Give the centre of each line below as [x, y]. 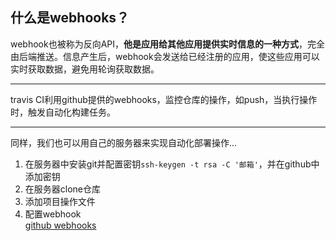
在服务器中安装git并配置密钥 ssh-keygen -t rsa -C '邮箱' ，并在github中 [172, 164]
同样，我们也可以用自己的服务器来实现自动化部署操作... [124, 142]
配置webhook [53, 214]
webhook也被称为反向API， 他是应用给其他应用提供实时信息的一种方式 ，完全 [168, 44]
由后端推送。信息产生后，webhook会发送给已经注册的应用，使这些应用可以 [165, 56]
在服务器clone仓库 [63, 189]
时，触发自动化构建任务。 [63, 112]
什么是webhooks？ [70, 18]
